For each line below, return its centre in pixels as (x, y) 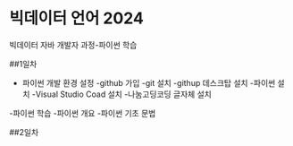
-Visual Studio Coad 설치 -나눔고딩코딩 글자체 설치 (121, 94)
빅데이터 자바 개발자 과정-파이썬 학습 (73, 45)
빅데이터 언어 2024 (77, 18)
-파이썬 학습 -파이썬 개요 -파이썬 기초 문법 (83, 113)
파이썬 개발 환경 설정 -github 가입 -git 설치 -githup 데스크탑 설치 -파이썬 (149, 82)
